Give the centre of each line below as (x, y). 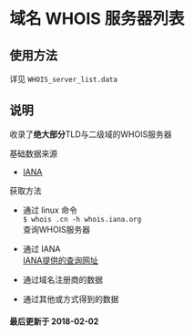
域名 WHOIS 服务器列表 (97, 19)
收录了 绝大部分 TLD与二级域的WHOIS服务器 (91, 134)
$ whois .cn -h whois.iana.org (82, 219)
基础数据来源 (33, 153)
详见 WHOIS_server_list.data (64, 79)
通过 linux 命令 (50, 210)
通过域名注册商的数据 (62, 279)
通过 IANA (41, 248)
